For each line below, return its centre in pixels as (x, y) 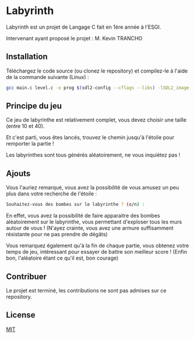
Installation (27, 57)
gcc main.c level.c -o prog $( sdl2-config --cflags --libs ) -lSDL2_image (98, 88)
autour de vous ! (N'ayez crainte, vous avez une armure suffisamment (90, 228)
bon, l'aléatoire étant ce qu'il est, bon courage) (62, 258)
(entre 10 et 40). (25, 126)
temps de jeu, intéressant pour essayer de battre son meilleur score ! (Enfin (97, 252)
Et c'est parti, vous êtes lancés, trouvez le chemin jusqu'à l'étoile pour (90, 137)
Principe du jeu (34, 106)
